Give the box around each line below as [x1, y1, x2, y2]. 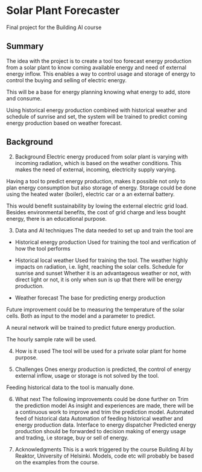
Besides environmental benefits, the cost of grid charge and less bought [6, 208, 186, 215]
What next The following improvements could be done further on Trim [14, 395, 189, 402]
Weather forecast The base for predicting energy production [14, 294, 166, 301]
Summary [6, 41, 44, 51]
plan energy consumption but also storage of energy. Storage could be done [6, 184, 197, 191]
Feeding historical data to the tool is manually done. [6, 384, 134, 391]
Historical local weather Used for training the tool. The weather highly [14, 257, 188, 264]
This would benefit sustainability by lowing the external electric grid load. [6, 202, 188, 209]
